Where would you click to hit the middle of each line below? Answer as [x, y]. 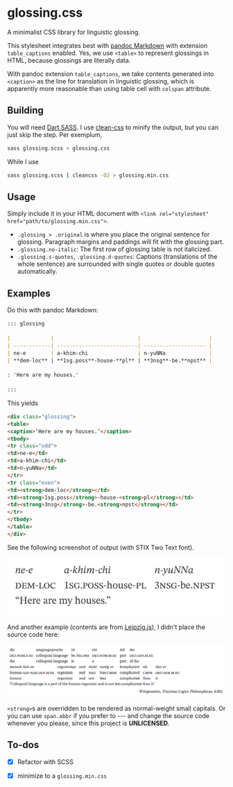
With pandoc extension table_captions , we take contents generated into [111, 74]
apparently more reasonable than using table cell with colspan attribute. [109, 88]
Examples [29, 293]
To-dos [23, 745]
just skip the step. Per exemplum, [55, 134]
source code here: [33, 634]
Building [25, 110]
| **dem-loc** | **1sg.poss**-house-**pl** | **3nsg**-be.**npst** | [110, 360]
